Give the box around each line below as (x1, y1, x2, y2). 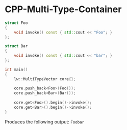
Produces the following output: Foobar (5, 118, 85, 125)
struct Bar (5, 44, 28, 49)
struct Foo (5, 20, 28, 25)
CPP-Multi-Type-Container (5, 4, 122, 15)
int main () (5, 67, 28, 72)
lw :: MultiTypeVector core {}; (14, 76, 76, 82)
